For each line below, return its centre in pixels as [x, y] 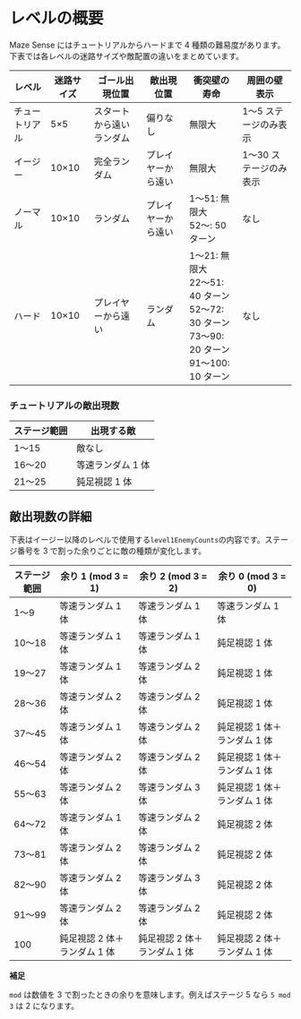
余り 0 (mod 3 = [252, 577]
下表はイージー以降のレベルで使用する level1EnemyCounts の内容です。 [138, 540]
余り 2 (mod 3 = [173, 577]
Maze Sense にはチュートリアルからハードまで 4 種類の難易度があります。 [147, 45]
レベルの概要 [57, 18]
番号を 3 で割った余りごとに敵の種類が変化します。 [112, 551]
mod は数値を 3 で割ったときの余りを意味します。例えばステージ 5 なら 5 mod [150, 995]
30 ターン [210, 322]
